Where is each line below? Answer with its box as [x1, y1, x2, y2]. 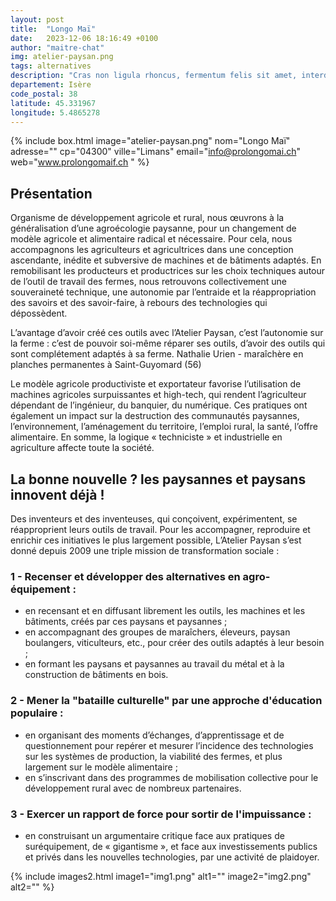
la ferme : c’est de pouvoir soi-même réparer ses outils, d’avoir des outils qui [10, 337, 326, 350]
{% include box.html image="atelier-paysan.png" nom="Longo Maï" [10, 135, 291, 147]
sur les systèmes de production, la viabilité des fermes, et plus [24, 750, 283, 762]
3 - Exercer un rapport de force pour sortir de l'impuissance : [10, 807, 312, 821]
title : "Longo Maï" [10, 24, 97, 34]
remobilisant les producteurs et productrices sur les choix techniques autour [10, 265, 326, 277]
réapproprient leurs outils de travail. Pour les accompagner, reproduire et [10, 524, 311, 535]
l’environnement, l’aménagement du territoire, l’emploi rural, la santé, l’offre [10, 421, 318, 433]
